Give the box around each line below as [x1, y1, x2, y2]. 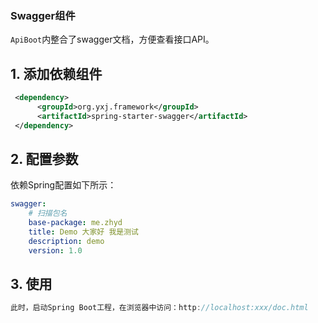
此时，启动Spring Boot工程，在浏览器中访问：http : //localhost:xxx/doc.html [10, 303, 309, 313]
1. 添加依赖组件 [10, 65, 103, 82]
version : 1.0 [28, 245, 83, 256]
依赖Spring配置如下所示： [10, 179, 117, 191]
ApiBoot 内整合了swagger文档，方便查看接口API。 [10, 33, 215, 46]
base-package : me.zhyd [28, 218, 123, 228]
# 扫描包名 [28, 208, 68, 219]
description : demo [28, 236, 105, 246]
